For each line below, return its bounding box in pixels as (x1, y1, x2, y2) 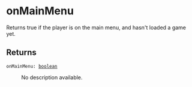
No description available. (21, 73, 83, 81)
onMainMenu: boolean (6, 63, 58, 69)
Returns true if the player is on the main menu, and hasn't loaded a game (6, 24, 187, 31)
